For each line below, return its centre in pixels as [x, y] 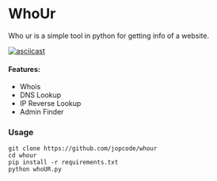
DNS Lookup [40, 95]
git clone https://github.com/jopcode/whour [83, 149]
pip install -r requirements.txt [63, 163]
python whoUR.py [35, 170]
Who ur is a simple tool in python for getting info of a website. [109, 36]
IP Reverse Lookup [50, 104]
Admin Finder [42, 112]
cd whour [23, 156]
